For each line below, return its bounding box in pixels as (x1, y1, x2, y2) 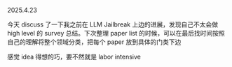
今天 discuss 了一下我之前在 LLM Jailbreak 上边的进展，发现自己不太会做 (7, 20, 219, 29)
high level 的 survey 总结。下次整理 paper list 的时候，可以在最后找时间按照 (7, 29, 226, 37)
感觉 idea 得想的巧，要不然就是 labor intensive (7, 52, 142, 61)
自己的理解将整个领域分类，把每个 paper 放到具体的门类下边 (7, 38, 182, 46)
